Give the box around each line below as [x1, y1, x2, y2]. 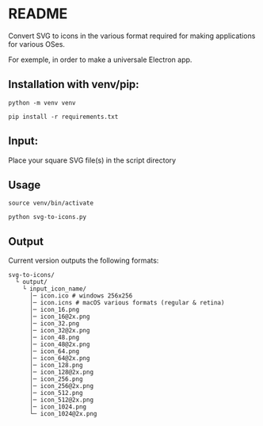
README [8, 5, 68, 23]
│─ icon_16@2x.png [29, 313, 90, 321]
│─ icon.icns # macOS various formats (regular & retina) [29, 299, 225, 307]
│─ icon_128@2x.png [29, 368, 93, 377]
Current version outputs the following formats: [8, 255, 159, 266]
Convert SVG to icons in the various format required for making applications [8, 31, 256, 40]
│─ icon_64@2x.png [29, 355, 90, 363]
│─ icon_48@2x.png [29, 340, 90, 349]
